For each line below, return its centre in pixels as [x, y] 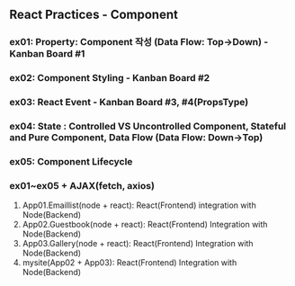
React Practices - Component [94, 15]
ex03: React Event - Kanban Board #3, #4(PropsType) [129, 103]
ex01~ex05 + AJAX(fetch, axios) [82, 185]
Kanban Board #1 [47, 54]
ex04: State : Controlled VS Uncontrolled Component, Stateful [148, 127]
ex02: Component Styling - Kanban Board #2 [110, 78]
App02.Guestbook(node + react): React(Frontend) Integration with [145, 225]
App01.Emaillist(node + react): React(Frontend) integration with [139, 205]
